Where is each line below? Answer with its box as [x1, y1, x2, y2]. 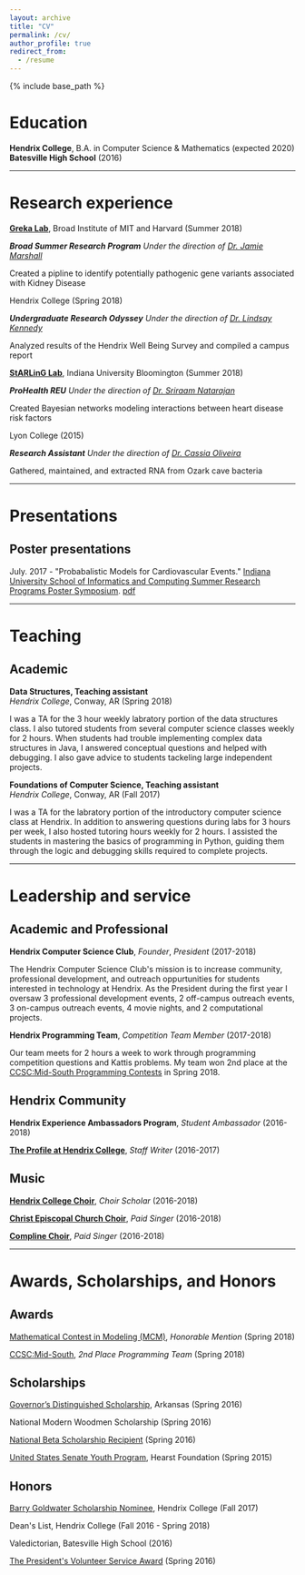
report [9, 350, 34, 361]
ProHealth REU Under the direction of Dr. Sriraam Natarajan [9, 384, 236, 396]
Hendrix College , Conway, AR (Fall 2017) [9, 788, 161, 799]
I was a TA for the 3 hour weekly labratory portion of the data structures [9, 713, 279, 724]
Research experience [9, 193, 173, 214]
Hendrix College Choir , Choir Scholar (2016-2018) [9, 1194, 198, 1206]
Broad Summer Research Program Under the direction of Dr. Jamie [9, 240, 263, 251]
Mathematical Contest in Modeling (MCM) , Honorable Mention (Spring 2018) [9, 1331, 295, 1342]
